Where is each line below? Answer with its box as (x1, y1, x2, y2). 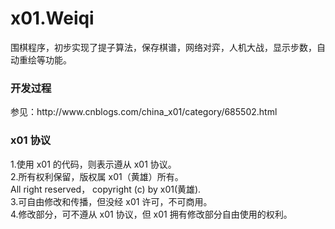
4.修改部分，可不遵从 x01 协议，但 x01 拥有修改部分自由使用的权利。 (10, 208, 293, 220)
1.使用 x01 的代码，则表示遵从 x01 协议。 (10, 158, 177, 170)
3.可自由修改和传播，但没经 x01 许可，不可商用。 (10, 195, 213, 207)
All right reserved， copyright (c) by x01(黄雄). (10, 183, 202, 195)
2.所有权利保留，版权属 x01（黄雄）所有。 (10, 170, 184, 182)
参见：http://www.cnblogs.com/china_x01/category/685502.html (10, 106, 278, 118)
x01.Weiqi (10, 7, 95, 30)
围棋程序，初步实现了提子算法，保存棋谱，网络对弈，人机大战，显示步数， (10, 41, 317, 53)
